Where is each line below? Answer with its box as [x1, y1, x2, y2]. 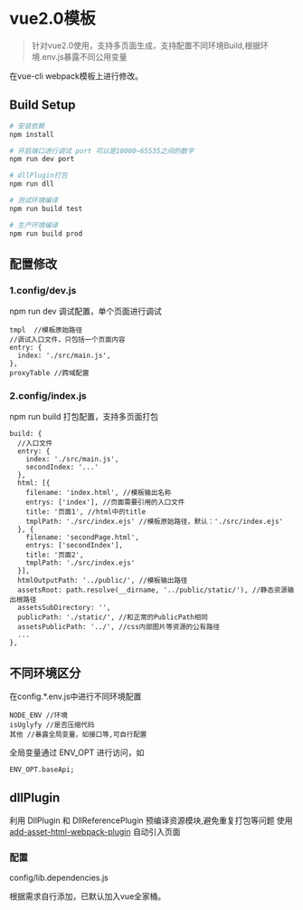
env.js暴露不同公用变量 [42, 51, 128, 62]
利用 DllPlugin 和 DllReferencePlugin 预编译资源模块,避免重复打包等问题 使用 [9, 815, 293, 826]
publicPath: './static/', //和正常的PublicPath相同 [17, 613, 208, 622]
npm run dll [9, 179, 54, 189]
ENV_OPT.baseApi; [9, 765, 75, 775]
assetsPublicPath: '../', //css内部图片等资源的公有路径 [17, 623, 220, 632]
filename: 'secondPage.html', [25, 533, 140, 542]
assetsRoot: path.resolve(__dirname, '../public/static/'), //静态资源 [17, 586, 288, 595]
